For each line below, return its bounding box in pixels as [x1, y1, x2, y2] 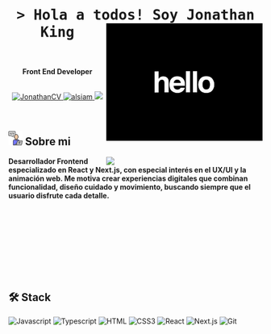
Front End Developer [22, 66, 93, 76]
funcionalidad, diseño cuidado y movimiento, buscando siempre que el [8, 182, 252, 191]
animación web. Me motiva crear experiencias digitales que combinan [8, 173, 248, 183]
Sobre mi [24, 135, 71, 148]
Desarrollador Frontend [8, 156, 89, 166]
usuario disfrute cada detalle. [8, 190, 110, 200]
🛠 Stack [8, 290, 51, 304]
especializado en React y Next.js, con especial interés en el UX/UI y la [8, 165, 247, 174]
